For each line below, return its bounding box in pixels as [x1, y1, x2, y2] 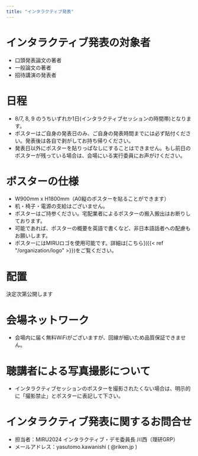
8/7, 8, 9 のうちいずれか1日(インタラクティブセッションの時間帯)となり [14, 115, 187, 122]
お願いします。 [14, 232, 51, 239]
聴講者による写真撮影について [6, 364, 151, 378]
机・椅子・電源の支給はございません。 [14, 203, 108, 210]
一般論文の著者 [14, 64, 51, 71]
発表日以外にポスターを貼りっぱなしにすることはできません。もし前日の [14, 144, 191, 151]
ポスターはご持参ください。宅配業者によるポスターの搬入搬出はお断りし [14, 210, 191, 217]
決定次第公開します [6, 291, 53, 298]
